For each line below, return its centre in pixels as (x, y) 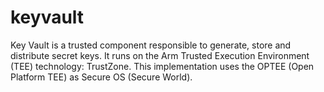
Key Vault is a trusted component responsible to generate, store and (151, 45)
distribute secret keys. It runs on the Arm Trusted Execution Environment (160, 55)
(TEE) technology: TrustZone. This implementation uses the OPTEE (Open (162, 66)
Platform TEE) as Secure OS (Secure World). (101, 77)
